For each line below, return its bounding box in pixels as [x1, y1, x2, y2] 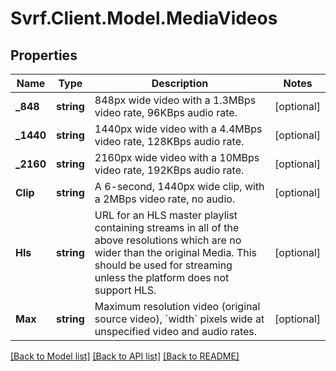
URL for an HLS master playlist [94, 208, 238, 222]
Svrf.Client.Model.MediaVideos [10, 7, 278, 30]
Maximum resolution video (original [94, 300, 261, 313]
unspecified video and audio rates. [94, 325, 258, 338]
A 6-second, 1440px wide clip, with [94, 180, 265, 193]
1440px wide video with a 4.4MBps [94, 122, 263, 136]
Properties [10, 47, 78, 64]
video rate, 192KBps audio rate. [94, 163, 245, 177]
